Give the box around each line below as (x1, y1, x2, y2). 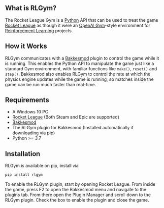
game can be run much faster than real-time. (5, 81, 96, 87)
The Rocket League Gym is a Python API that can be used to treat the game (5, 17, 159, 23)
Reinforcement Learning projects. (5, 27, 73, 34)
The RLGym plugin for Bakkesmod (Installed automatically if (12, 125, 134, 131)
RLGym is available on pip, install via (5, 163, 79, 169)
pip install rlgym (5, 172, 43, 177)
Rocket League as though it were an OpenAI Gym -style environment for (5, 22, 150, 28)
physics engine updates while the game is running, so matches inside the (5, 76, 154, 82)
